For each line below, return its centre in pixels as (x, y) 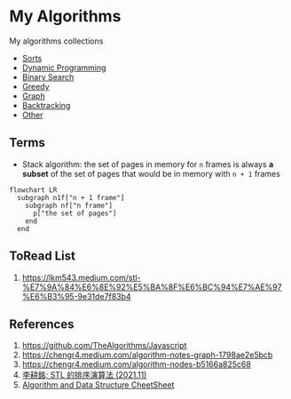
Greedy (36, 86)
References (42, 324)
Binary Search (48, 76)
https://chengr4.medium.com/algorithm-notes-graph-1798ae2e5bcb (147, 355)
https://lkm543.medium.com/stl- (81, 277)
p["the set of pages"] (75, 213)
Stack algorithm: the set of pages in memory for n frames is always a (148, 164)
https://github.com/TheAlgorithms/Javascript (104, 346)
